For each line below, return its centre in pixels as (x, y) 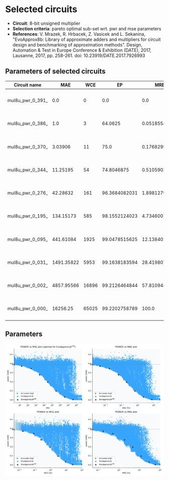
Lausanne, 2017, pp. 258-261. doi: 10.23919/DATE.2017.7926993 (79, 55)
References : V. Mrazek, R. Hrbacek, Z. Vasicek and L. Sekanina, (79, 34)
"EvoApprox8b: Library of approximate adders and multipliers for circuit (87, 39)
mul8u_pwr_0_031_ (28, 262)
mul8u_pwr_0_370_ (28, 147)
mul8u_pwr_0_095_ (28, 239)
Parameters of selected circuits (55, 71)
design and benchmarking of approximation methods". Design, (77, 44)
